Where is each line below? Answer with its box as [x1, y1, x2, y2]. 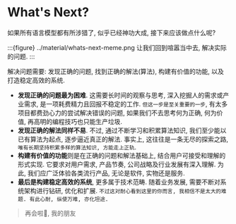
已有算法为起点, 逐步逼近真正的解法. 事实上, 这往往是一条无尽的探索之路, [17, 135, 228, 143]
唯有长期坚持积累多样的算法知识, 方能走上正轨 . [17, 142, 136, 151]
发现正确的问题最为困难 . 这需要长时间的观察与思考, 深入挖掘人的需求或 [17, 91, 223, 99]
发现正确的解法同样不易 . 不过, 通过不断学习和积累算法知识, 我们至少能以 [17, 126, 227, 135]
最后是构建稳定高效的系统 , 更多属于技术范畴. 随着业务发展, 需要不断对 [17, 178, 220, 186]
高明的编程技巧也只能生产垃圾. [33, 117, 122, 125]
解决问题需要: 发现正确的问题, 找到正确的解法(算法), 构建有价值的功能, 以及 [7, 67, 225, 75]
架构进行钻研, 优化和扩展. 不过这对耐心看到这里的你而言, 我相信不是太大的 [23, 186, 221, 194]
